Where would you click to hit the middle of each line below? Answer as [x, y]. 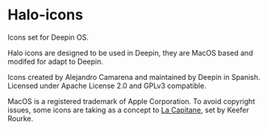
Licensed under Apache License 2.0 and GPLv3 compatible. [107, 86]
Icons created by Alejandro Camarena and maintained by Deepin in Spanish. [134, 77]
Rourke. [21, 118]
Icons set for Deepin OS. [48, 37]
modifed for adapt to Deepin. [56, 61]
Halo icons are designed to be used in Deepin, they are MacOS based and [130, 52]
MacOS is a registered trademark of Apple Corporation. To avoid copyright [131, 101]
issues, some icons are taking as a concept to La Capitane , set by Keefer [128, 110]
